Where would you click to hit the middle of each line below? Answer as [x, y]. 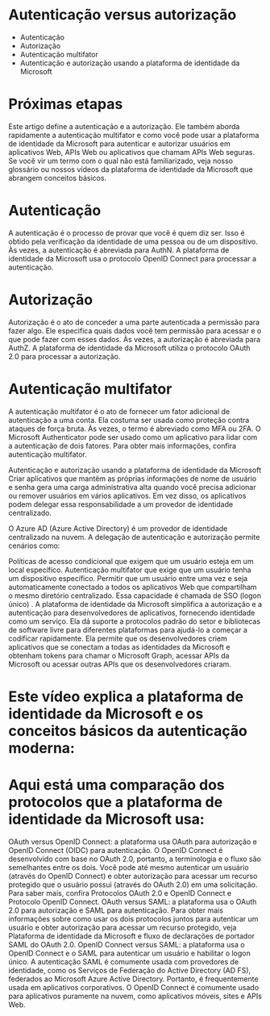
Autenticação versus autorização [123, 15]
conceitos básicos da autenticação [128, 731]
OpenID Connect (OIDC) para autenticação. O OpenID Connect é [116, 850]
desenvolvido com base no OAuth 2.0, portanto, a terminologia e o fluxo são [135, 859]
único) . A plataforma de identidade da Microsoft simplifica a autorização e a [135, 604]
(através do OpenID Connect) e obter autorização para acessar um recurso [133, 876]
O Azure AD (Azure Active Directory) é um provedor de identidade [118, 528]
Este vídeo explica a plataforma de [126, 696]
